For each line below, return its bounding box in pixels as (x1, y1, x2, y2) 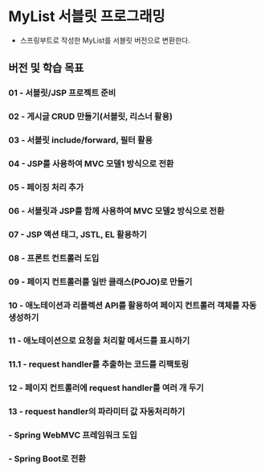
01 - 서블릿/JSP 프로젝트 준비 (8, 88, 116, 99)
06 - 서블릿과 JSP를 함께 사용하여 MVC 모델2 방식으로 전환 (8, 205, 225, 216)
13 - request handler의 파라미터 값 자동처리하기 (8, 406, 185, 417)
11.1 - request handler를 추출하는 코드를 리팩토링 (8, 359, 190, 370)
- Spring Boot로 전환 (8, 454, 87, 465)
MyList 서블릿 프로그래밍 (8, 7, 165, 26)
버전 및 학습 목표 (8, 61, 84, 75)
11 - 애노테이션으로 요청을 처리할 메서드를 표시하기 (8, 335, 190, 347)
